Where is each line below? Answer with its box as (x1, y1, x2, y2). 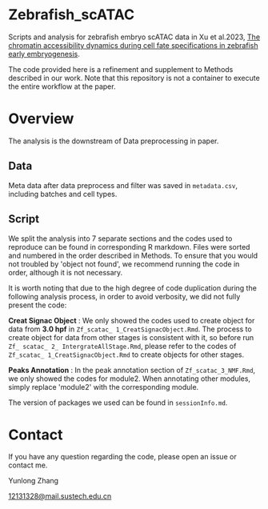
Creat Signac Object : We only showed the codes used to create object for (8, 315, 255, 325)
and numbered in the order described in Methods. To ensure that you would (8, 250, 258, 260)
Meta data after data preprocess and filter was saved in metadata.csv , (8, 180, 238, 190)
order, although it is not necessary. (8, 267, 123, 277)
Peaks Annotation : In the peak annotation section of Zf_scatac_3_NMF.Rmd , (8, 365, 256, 375)
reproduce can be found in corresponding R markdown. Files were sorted (8, 242, 250, 251)
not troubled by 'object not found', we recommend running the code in (8, 259, 240, 269)
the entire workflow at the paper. (8, 82, 116, 91)
